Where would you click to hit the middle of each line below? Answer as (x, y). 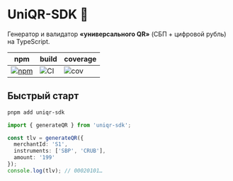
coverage (80, 59)
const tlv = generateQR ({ (45, 138)
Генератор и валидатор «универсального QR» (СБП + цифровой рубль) (117, 34)
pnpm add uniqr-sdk (36, 112)
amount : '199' (34, 158)
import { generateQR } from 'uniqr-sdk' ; (69, 125)
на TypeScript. (29, 41)
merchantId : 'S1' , (41, 144)
